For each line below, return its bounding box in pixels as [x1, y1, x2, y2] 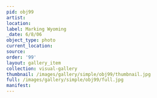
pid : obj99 [6, 9, 34, 15]
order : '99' [6, 54, 37, 60]
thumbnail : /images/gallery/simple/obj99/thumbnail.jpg [6, 71, 151, 77]
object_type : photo [6, 37, 56, 43]
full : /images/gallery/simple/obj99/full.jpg [6, 77, 124, 83]
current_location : [6, 43, 53, 49]
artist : [6, 15, 26, 21]
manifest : [6, 83, 32, 89]
